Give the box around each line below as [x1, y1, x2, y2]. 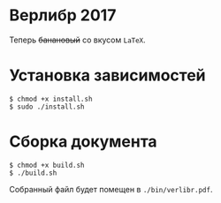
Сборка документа [9, 132, 157, 152]
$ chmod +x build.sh [9, 161, 86, 169]
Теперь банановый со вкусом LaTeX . [9, 34, 146, 45]
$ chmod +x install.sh [9, 94, 93, 103]
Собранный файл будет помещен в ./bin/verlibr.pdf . [9, 184, 213, 194]
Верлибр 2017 [9, 5, 117, 26]
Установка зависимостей [9, 65, 206, 86]
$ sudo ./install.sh [9, 102, 86, 111]
